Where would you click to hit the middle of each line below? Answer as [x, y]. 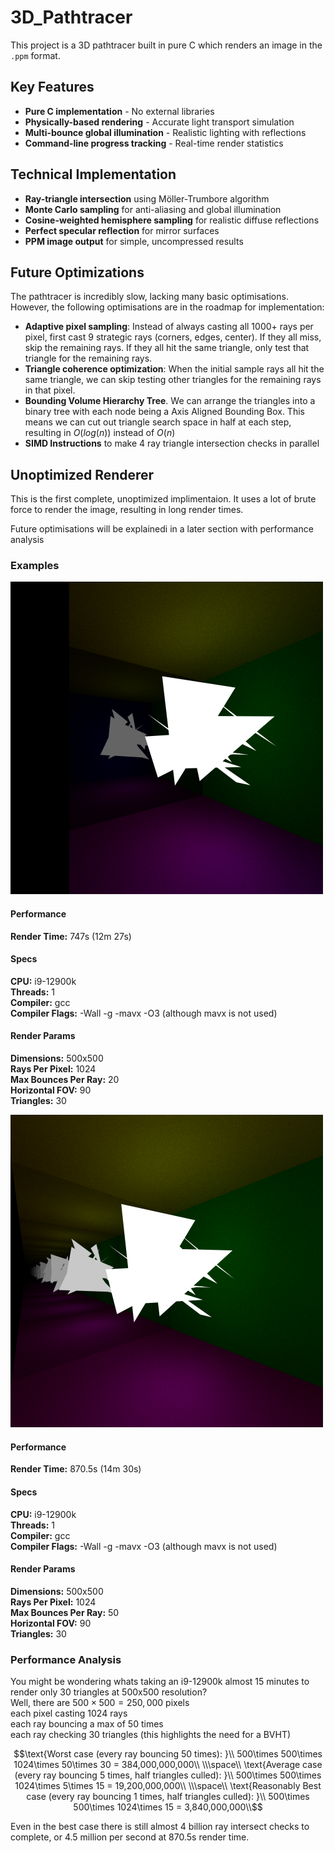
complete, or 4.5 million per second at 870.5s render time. [130, 1837]
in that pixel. [50, 390]
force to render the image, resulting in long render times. [127, 510]
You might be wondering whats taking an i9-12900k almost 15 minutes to [160, 1681]
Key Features [52, 87]
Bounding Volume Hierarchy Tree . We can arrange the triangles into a [170, 401]
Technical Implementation [93, 174]
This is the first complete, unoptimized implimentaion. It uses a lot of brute [163, 499]
